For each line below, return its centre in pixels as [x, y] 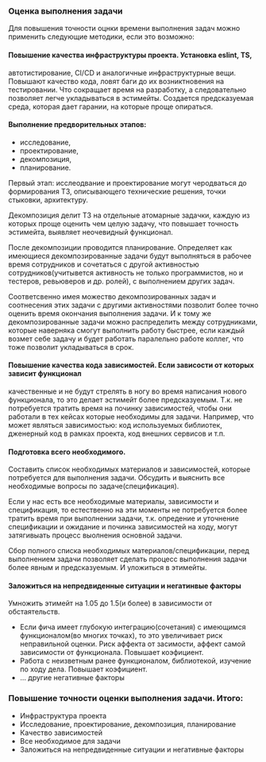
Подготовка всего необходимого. [67, 452]
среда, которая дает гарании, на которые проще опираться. [111, 106]
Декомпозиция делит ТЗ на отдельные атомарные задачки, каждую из [129, 215]
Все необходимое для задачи [70, 741]
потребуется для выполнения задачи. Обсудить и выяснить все [117, 478]
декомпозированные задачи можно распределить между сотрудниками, [133, 321]
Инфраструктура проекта [63, 715]
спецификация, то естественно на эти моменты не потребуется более [128, 510]
